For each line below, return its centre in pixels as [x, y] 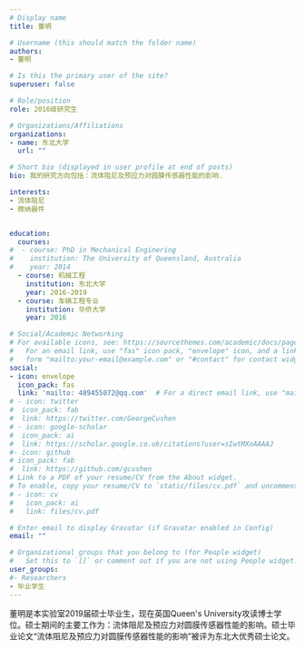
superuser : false [42, 84]
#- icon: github [40, 452]
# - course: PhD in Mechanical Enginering [93, 251]
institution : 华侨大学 [66, 310]
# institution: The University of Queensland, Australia [126, 259]
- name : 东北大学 [39, 143]
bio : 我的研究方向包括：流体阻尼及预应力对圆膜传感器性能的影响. [116, 176]
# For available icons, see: [64, 343]
